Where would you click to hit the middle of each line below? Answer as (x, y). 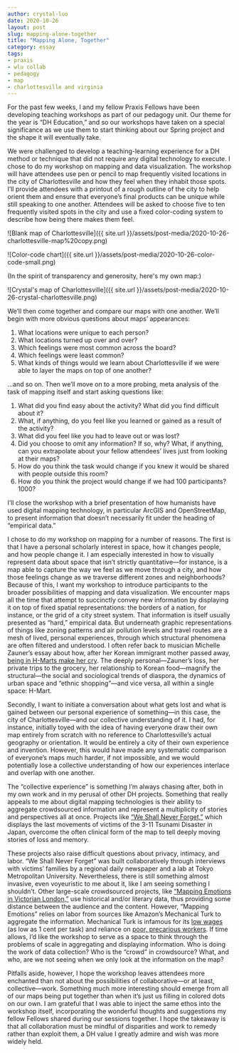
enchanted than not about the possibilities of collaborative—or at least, (111, 981)
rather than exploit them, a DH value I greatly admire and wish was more (113, 1034)
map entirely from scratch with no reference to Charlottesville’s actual (110, 735)
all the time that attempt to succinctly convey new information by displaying (118, 600)
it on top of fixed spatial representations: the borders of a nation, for (107, 607)
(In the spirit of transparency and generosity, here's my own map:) (104, 276)
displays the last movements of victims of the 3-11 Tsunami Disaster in (110, 825)
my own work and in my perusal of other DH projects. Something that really (118, 794)
